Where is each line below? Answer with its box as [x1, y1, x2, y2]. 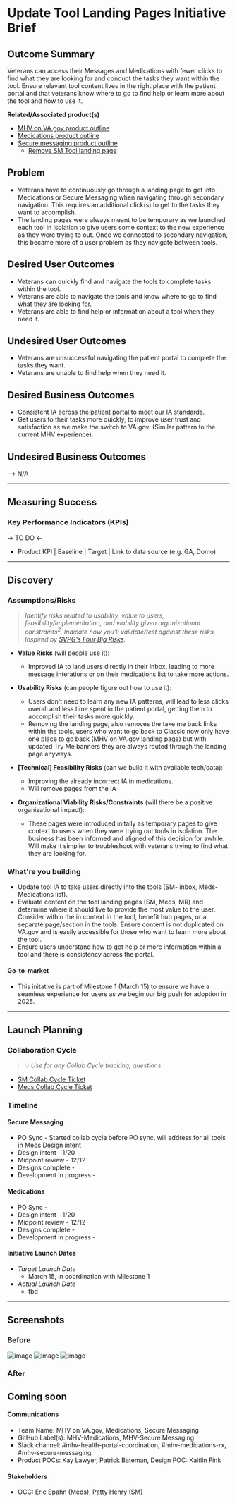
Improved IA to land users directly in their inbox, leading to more [28, 663, 215, 671]
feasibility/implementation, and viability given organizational [24, 619, 201, 627]
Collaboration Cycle [7, 1045, 77, 1055]
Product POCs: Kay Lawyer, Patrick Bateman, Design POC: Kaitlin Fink [17, 1456, 221, 1464]
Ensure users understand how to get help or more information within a [17, 943, 221, 951]
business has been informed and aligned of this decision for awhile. [28, 834, 225, 843]
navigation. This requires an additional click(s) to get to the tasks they [17, 200, 220, 209]
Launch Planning [7, 1024, 83, 1036]
